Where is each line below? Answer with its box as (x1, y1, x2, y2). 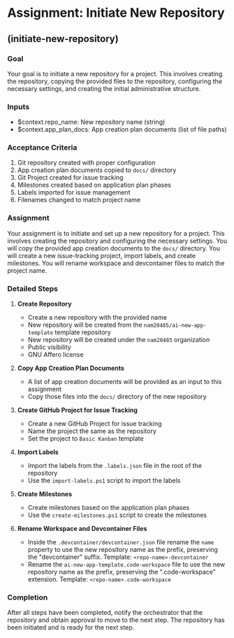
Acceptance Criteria (7, 143, 78, 153)
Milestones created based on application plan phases (17, 180, 171, 190)
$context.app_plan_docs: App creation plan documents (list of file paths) (17, 125, 227, 134)
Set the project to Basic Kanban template (27, 434, 145, 443)
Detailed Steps (7, 283, 58, 293)
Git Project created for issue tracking (17, 173, 124, 182)
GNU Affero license (27, 350, 84, 359)
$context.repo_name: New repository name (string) (17, 118, 166, 127)
